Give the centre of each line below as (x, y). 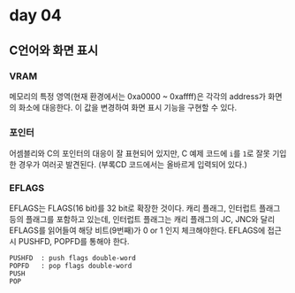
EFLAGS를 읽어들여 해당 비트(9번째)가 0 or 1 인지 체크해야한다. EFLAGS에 (137, 230)
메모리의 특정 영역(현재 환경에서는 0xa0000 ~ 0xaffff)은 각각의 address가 (138, 96)
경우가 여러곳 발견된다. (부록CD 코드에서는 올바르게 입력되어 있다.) (132, 165)
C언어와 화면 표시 (54, 50)
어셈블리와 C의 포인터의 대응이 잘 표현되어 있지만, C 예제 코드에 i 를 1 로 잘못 (140, 154)
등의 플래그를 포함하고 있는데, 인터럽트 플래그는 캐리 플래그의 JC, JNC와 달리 (142, 220)
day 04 (35, 15)
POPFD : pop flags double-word (71, 266)
